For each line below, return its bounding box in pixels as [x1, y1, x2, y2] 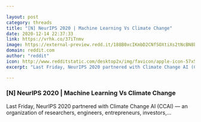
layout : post [6, 14, 39, 20]
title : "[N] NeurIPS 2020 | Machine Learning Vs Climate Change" [6, 25, 172, 31]
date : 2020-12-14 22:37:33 [6, 30, 74, 36]
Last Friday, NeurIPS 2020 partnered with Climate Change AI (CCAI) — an [6, 102, 188, 109]
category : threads [6, 19, 52, 26]
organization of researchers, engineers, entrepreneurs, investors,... [6, 109, 172, 116]
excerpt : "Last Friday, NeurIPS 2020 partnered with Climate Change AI [6, 64, 188, 70]
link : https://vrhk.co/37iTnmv [6, 36, 84, 42]
